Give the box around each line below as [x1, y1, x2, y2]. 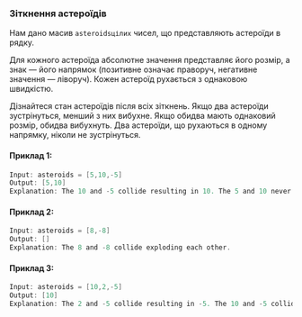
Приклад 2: [9, 206, 54, 217]
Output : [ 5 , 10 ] [9, 178, 67, 187]
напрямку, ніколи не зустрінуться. [9, 130, 141, 140]
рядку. [9, 37, 34, 48]
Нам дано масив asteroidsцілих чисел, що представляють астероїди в [9, 28, 281, 39]
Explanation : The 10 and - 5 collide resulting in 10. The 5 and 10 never [9, 187, 292, 196]
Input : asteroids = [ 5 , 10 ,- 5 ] [9, 170, 123, 179]
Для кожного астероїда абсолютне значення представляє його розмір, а [9, 55, 290, 66]
